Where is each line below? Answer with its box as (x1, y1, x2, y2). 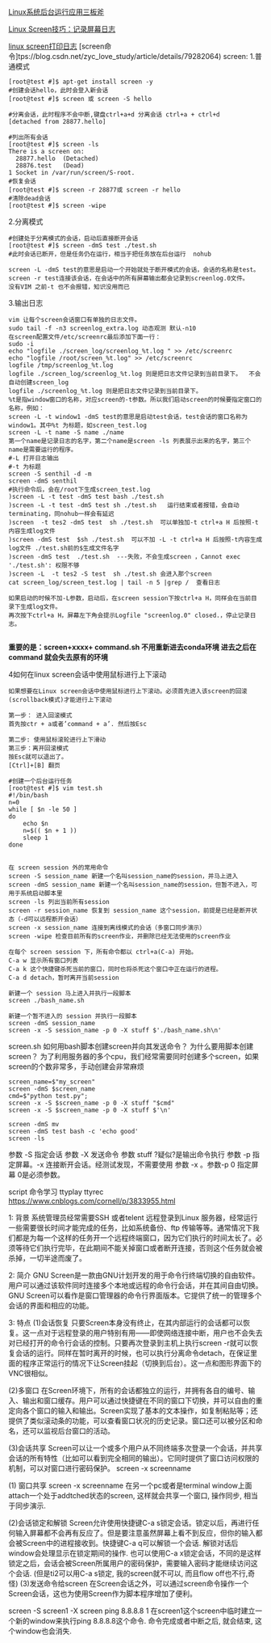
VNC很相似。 (8, 1369, 52, 1378)
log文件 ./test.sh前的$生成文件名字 (8, 544, 119, 552)
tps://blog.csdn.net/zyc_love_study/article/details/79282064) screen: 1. (18, 52, 256, 61)
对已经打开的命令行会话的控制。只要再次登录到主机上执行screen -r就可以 (8, 1338, 252, 1348)
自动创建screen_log (8, 378, 69, 386)
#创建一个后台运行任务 (8, 777, 73, 785)
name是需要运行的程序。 (8, 446, 77, 454)
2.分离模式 (8, 217, 44, 226)
